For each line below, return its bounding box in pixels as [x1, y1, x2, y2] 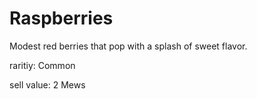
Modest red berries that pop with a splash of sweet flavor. [9, 40, 248, 52]
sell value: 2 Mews [9, 78, 86, 91]
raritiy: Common [9, 59, 76, 71]
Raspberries [9, 7, 114, 30]
